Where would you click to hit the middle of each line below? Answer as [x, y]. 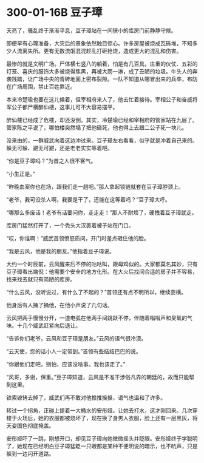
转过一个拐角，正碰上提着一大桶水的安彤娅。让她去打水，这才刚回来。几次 [99, 410]
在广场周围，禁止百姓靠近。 [41, 86]
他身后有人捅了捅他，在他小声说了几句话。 [59, 305]
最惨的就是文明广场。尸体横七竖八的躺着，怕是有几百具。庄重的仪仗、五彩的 [102, 64]
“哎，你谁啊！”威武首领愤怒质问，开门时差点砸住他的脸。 [78, 238]
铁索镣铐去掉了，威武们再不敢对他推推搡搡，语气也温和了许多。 [86, 397]
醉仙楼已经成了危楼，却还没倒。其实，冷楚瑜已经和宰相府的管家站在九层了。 [102, 120]
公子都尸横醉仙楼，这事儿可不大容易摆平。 [65, 107]
